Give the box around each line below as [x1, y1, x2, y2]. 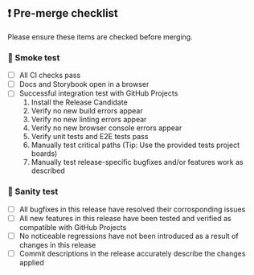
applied [18, 257, 45, 267]
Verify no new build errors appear [31, 106, 143, 116]
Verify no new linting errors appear [31, 115, 147, 125]
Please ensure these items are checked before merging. [7, 31, 194, 42]
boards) [31, 149, 58, 158]
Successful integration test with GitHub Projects [18, 88, 178, 98]
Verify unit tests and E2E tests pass [31, 132, 149, 142]
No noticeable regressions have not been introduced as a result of [18, 231, 239, 240]
